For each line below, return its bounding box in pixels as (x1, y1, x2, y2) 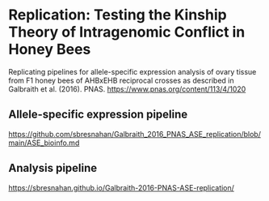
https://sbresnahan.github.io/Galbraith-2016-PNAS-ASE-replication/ (8, 182, 234, 192)
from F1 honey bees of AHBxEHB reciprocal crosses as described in (8, 75, 234, 85)
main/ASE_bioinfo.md (8, 138, 80, 148)
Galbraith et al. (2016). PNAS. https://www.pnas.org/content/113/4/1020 (8, 83, 246, 94)
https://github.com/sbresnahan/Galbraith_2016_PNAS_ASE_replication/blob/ (8, 129, 261, 139)
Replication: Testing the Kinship (8, 6, 228, 24)
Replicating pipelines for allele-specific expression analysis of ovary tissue (8, 66, 257, 76)
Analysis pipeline (8, 161, 98, 175)
